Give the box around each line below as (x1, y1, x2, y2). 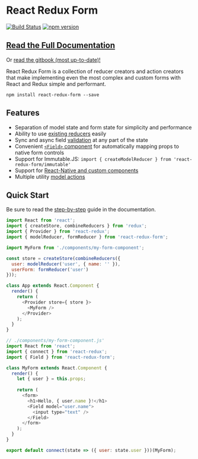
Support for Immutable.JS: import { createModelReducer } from (14, 155, 171, 162)
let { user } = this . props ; (17, 376, 86, 382)
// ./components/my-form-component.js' (6, 338, 105, 344)
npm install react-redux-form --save (6, 91, 100, 98)
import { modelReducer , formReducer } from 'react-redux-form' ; (6, 234, 168, 240)
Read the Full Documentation (6, 40, 116, 50)
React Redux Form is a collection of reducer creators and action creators (6, 68, 184, 75)
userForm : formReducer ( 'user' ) (11, 267, 89, 273)
